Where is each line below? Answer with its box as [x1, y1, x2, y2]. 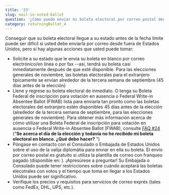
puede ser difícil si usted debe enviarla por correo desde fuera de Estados [5, 41, 159, 47]
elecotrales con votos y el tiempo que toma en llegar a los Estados [12, 168, 150, 174]
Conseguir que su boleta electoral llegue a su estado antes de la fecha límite [5, 35, 163, 41]
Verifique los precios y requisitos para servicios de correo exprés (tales [12, 179, 161, 185]
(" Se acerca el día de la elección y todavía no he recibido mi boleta [12, 131, 154, 137]
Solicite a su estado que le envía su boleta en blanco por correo [12, 56, 145, 62]
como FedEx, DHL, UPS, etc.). [12, 184, 74, 190]
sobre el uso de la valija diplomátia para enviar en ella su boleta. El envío [12, 147, 163, 153]
